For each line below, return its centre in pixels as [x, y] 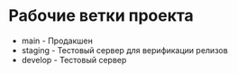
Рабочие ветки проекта [101, 16]
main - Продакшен [57, 41]
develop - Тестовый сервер [74, 60]
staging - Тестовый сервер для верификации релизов [125, 50]
